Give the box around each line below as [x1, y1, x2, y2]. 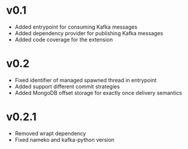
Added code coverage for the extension [14, 36, 113, 43]
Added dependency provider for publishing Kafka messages [14, 29, 164, 36]
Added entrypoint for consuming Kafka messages [14, 23, 138, 30]
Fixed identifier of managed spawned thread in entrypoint [14, 76, 157, 83]
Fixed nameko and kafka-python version [14, 136, 115, 143]
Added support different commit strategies [14, 83, 121, 90]
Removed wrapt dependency [14, 129, 87, 137]
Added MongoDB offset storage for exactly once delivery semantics [14, 89, 182, 96]
